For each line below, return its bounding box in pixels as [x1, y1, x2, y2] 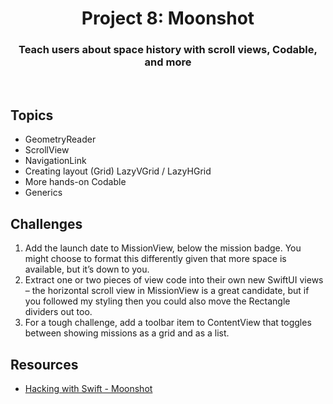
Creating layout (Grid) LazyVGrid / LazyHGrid [24, 165, 212, 177]
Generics [24, 187, 63, 199]
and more [144, 55, 192, 69]
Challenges [10, 215, 83, 232]
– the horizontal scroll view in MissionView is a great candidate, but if [24, 285, 310, 297]
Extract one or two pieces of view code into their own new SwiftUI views [24, 274, 324, 286]
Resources [10, 356, 79, 373]
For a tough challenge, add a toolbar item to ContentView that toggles [24, 317, 312, 329]
